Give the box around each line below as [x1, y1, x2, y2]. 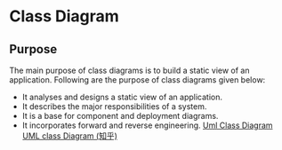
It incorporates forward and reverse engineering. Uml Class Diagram [21, 120, 273, 130]
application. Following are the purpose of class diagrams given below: [9, 75, 266, 85]
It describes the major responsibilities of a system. [21, 101, 207, 112]
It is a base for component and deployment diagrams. [21, 111, 219, 121]
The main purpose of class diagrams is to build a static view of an [9, 65, 250, 75]
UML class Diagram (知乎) [21, 130, 118, 141]
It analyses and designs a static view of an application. [21, 91, 223, 102]
